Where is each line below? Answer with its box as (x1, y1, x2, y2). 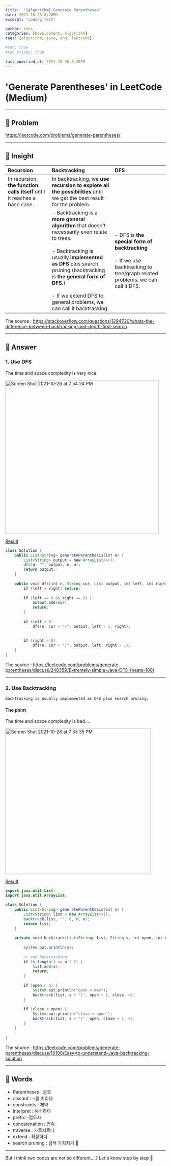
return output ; (23, 567, 56, 572)
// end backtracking (23, 954, 67, 960)
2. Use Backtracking (5, 685, 56, 692)
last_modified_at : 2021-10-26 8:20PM (5, 59, 85, 64)
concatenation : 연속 (12, 1121, 55, 1127)
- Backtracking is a (51, 209, 98, 216)
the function (8, 182, 39, 189)
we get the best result (51, 195, 104, 202)
